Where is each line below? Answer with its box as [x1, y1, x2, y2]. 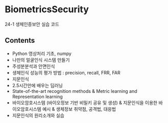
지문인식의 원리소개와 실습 [12, 112, 65, 118]
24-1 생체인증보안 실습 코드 [5, 21, 60, 27]
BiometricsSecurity [5, 4, 89, 15]
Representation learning [12, 93, 63, 100]
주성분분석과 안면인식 [12, 63, 55, 69]
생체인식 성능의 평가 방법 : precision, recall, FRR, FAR [12, 69, 121, 76]
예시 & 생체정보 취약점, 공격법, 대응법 [42, 106, 116, 112]
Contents [5, 36, 35, 45]
